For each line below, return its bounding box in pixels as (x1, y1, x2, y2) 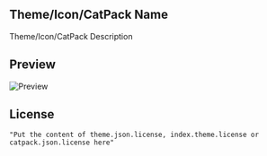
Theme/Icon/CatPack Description (9, 30, 133, 41)
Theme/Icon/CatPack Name (9, 7, 169, 22)
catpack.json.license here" (9, 138, 115, 147)
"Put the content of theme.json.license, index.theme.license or (9, 130, 259, 140)
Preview (9, 57, 57, 73)
